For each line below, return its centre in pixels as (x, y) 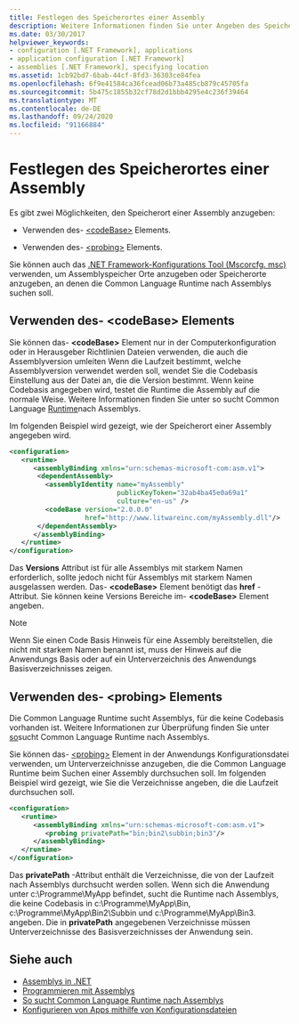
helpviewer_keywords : (49, 42)
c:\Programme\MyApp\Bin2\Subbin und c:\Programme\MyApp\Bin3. (133, 913)
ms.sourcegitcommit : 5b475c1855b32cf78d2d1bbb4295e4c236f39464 (129, 92)
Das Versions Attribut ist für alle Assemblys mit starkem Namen (126, 568)
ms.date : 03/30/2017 (48, 34)
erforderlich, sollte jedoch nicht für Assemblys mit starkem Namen (131, 577)
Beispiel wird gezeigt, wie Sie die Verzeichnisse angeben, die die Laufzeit (144, 782)
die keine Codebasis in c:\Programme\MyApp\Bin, (100, 904)
